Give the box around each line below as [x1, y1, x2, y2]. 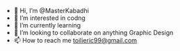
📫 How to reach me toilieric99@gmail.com [13, 37, 138, 44]
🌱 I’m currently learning [13, 21, 81, 29]
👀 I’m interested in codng [13, 14, 85, 22]
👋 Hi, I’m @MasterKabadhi [13, 7, 89, 14]
